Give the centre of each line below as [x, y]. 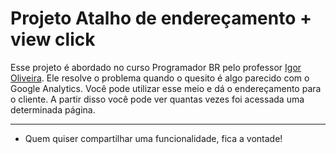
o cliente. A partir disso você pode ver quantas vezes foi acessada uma [157, 99]
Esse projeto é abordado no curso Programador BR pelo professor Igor [156, 67]
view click [53, 39]
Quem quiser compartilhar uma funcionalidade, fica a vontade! [153, 138]
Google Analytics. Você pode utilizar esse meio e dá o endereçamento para [166, 88]
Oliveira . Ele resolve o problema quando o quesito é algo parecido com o [160, 78]
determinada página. [53, 109]
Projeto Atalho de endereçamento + [161, 18]
